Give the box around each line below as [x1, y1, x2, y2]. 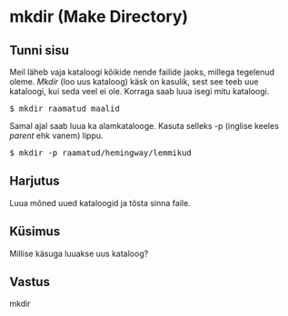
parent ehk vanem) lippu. [9, 130, 104, 141]
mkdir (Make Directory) [9, 6, 189, 27]
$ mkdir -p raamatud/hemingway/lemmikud [9, 148, 193, 158]
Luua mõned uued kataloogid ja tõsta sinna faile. [9, 197, 191, 208]
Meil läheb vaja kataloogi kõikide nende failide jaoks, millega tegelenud [9, 66, 275, 77]
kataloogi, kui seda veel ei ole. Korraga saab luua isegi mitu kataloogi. [9, 86, 270, 96]
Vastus [9, 274, 50, 290]
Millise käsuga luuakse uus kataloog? [9, 248, 149, 259]
